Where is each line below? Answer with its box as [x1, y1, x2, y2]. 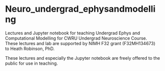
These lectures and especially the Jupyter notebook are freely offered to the [5, 55, 160, 61]
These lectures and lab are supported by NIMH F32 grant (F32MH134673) [5, 40, 156, 46]
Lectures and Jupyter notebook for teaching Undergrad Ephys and [5, 30, 140, 36]
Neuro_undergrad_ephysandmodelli [5, 3, 156, 15]
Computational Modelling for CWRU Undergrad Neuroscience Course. [5, 35, 147, 41]
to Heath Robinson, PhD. [5, 46, 55, 51]
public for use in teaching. [5, 60, 58, 66]
